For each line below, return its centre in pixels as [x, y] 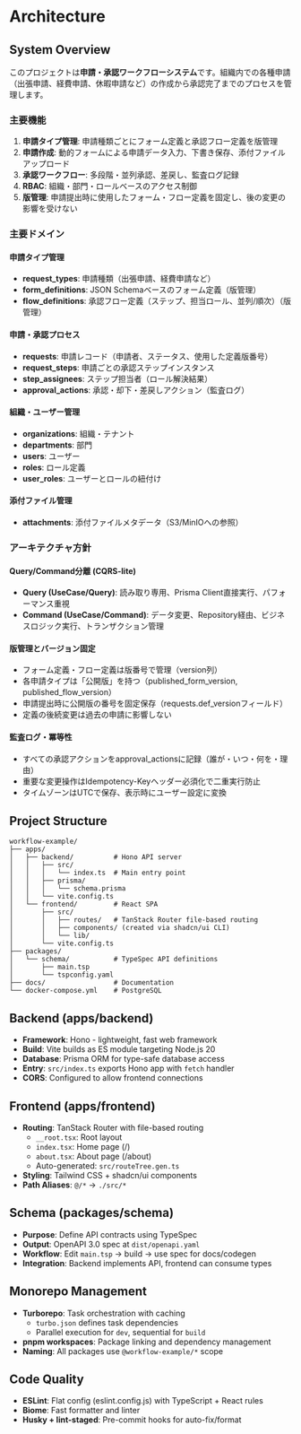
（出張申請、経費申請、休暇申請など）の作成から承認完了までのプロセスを [146, 83]
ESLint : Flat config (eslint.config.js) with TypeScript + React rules [143, 1401]
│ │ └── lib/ [50, 936]
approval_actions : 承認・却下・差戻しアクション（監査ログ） [136, 390]
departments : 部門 [57, 445]
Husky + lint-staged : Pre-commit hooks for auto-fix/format [132, 1420]
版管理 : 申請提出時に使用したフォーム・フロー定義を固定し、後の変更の [154, 197]
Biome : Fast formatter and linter [81, 1411]
